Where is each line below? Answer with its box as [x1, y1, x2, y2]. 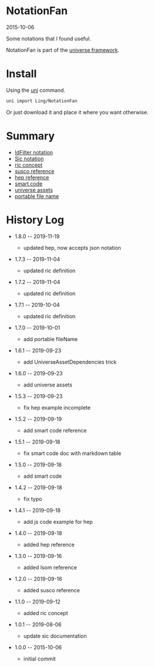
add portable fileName [23, 335, 78, 342]
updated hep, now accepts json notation [23, 244, 122, 251]
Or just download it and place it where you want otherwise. [6, 108, 149, 115]
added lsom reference [23, 564, 78, 571]
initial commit [23, 655, 56, 662]
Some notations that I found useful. [6, 35, 91, 42]
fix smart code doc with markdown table [23, 450, 122, 457]
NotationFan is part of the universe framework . [6, 46, 119, 54]
